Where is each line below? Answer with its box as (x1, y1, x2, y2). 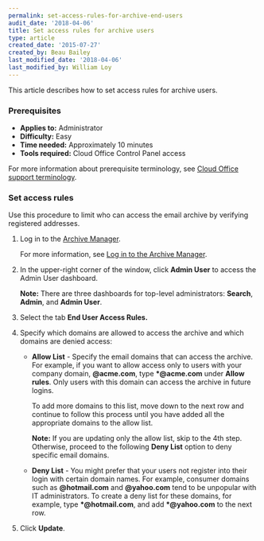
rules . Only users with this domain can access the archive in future (31, 377, 251, 387)
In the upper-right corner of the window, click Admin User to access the (19, 265, 257, 274)
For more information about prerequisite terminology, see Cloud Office (8, 164, 239, 173)
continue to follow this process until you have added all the (31, 410, 225, 419)
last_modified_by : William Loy (8, 64, 112, 72)
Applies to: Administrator (19, 123, 103, 133)
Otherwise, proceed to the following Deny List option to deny (31, 442, 232, 452)
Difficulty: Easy (19, 132, 72, 142)
